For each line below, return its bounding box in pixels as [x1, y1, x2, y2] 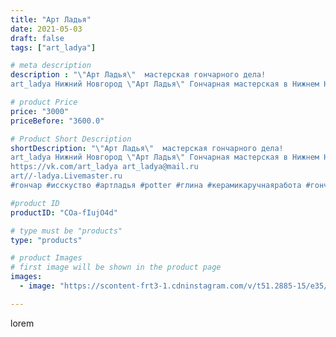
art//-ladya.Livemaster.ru [10, 171, 123, 181]
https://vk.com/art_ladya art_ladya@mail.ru [10, 162, 199, 172]
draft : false [10, 33, 65, 43]
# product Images [10, 253, 83, 263]
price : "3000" [10, 106, 70, 116]
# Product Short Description [10, 134, 132, 144]
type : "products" [10, 235, 83, 245]
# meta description [10, 61, 92, 71]
